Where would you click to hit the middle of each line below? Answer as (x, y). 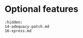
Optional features (41, 9)
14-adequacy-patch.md (27, 26)
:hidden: (14, 22)
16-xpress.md (18, 31)
